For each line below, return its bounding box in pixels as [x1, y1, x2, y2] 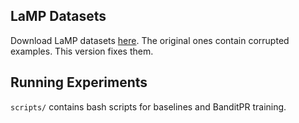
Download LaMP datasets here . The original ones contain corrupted [10, 34, 290, 46]
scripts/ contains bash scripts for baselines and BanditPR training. [10, 100, 287, 113]
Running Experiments [10, 74, 148, 91]
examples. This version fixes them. [10, 45, 154, 57]
